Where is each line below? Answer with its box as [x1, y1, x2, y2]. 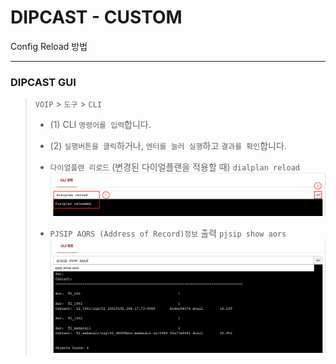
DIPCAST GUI [10, 75, 77, 89]
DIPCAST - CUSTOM [10, 6, 183, 29]
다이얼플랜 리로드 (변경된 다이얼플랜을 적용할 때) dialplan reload [49, 161, 301, 173]
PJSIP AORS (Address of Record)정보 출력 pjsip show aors [49, 227, 287, 239]
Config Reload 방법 [10, 40, 88, 52]
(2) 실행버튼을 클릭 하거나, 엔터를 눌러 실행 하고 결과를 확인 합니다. [49, 140, 287, 152]
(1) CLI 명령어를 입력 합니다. [49, 119, 152, 131]
